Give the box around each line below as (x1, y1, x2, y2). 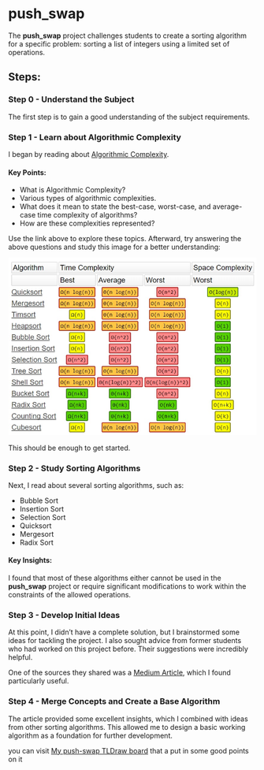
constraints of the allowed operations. (8, 590, 132, 600)
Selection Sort (19, 512, 66, 522)
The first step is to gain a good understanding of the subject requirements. (8, 112, 251, 121)
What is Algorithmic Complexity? (19, 185, 126, 195)
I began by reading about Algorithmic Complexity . (8, 149, 169, 158)
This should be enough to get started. (8, 443, 131, 452)
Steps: (8, 70, 41, 84)
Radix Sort (19, 538, 54, 547)
